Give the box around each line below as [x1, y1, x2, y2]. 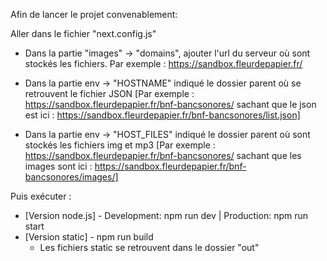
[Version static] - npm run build [24, 231, 154, 243]
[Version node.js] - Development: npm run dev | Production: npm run [24, 210, 309, 221]
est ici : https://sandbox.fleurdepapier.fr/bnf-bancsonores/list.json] [24, 109, 301, 121]
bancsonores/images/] [24, 171, 119, 183]
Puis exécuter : [10, 190, 72, 202]
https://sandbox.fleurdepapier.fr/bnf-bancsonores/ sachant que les [24, 150, 302, 161]
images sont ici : [24, 160, 93, 172]
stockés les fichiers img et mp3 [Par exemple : [24, 139, 216, 151]
